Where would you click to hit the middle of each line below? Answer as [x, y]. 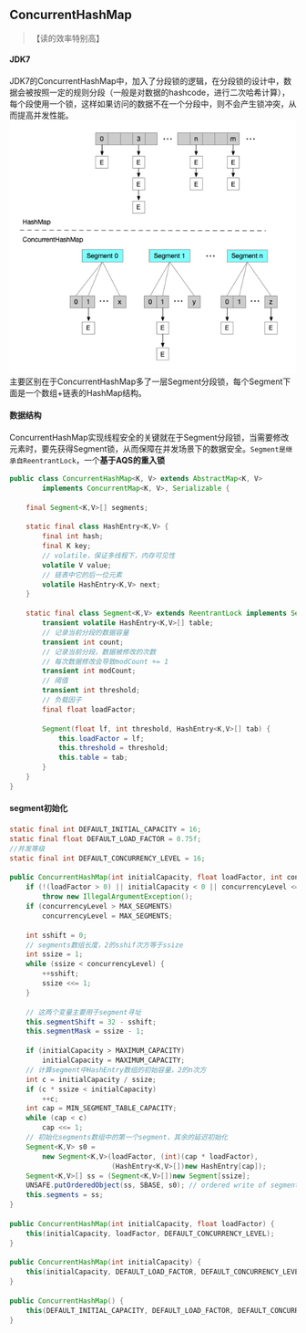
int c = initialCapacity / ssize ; [91, 1079]
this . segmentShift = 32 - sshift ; [91, 1022]
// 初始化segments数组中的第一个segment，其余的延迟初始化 [127, 1138]
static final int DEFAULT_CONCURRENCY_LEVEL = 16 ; [107, 858]
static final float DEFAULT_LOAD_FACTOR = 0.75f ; [106, 838]
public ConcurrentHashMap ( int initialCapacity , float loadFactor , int [146, 878]
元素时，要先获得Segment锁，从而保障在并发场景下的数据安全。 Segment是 [148, 448]
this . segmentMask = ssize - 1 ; [85, 1031]
